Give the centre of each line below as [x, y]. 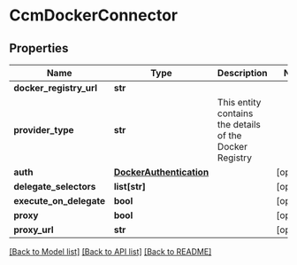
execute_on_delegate [60, 201]
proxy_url [34, 230]
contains [235, 113]
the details [239, 125]
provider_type [44, 130]
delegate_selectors [55, 187]
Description [242, 73]
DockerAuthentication [161, 172]
